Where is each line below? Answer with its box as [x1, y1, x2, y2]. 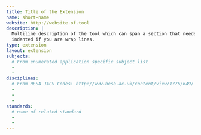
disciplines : [6, 75, 39, 81]
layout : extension [6, 48, 52, 54]
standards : [6, 103, 33, 109]
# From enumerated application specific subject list [11, 59, 148, 65]
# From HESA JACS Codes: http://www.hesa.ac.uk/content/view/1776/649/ [11, 81, 194, 87]
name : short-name [6, 14, 50, 20]
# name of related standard [11, 109, 82, 115]
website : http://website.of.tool [6, 20, 90, 26]
